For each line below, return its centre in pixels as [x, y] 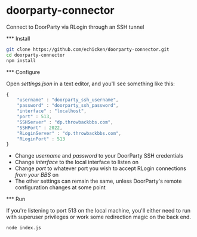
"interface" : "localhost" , [52, 111]
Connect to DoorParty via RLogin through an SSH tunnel [75, 27]
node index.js [24, 228]
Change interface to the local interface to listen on [77, 162]
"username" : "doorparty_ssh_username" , [68, 100]
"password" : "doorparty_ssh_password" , [68, 106]
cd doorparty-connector [36, 55]
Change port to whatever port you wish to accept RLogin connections [100, 168]
